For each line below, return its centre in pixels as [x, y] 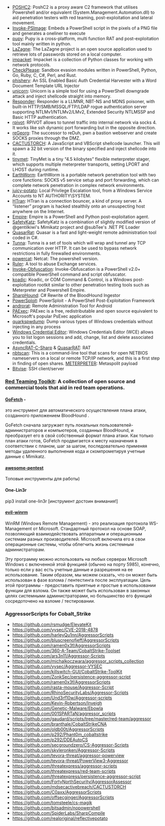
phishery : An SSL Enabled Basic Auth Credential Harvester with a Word [84, 80]
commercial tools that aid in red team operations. [65, 388]
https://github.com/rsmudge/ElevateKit [52, 625]
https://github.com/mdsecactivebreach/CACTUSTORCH [69, 787]
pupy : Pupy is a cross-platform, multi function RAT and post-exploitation [85, 38]
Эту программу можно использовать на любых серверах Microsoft [76, 559]
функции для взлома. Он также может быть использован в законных [78, 590]
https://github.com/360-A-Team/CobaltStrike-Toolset [66, 651]
